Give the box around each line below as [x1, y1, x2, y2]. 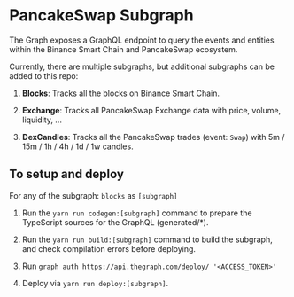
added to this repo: [9, 70, 79, 81]
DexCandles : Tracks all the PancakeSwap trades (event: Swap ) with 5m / [21, 131, 285, 142]
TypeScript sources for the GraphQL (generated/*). [21, 216, 209, 227]
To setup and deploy [9, 167, 124, 182]
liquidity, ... [21, 114, 62, 125]
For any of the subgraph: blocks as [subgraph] [9, 190, 178, 200]
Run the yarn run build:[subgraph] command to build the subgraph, [21, 234, 273, 245]
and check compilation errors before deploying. [21, 243, 197, 254]
